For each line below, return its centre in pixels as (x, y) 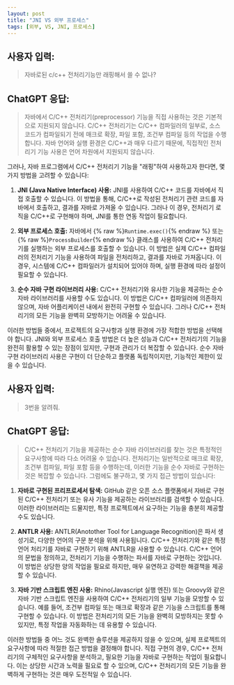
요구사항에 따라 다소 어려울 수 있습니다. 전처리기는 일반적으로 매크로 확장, (124, 458)
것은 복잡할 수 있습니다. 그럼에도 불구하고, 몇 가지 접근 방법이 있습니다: (120, 475)
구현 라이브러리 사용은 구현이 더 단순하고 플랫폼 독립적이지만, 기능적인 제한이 (111, 356)
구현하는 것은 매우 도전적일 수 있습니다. (79, 674)
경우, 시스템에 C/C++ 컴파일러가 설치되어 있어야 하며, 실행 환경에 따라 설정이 (122, 266)
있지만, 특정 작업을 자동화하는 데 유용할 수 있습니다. (87, 624)
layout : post (26, 14)
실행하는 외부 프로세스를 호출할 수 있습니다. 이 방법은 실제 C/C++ (119, 248)
